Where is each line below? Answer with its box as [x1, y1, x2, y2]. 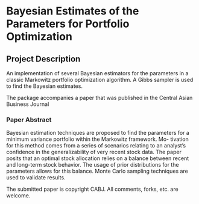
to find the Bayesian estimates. [6, 82, 83, 90]
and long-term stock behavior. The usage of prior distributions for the [6, 161, 179, 168]
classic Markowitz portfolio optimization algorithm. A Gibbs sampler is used [6, 76, 194, 83]
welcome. [6, 192, 31, 199]
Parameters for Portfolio [6, 17, 130, 31]
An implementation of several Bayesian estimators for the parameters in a [6, 70, 189, 76]
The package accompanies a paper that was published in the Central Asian [6, 94, 193, 101]
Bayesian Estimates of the [6, 4, 139, 18]
